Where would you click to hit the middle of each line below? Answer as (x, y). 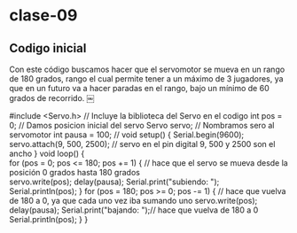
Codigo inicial (48, 48)
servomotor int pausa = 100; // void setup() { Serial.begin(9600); (127, 135)
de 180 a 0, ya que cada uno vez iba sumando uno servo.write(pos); (133, 201)
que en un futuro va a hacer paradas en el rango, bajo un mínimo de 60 (139, 88)
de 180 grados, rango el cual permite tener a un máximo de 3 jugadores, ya (146, 79)
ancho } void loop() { (47, 153)
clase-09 (43, 16)
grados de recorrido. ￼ (52, 98)
